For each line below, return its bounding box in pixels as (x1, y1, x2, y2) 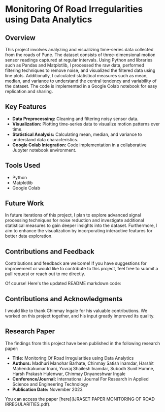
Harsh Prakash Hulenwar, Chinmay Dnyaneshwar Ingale (12, 371, 126, 377)
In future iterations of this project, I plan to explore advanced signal (5, 212, 141, 218)
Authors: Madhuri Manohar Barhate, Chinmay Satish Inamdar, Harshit (12, 360, 154, 366)
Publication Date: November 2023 (12, 386, 83, 392)
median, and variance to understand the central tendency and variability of (5, 78, 157, 84)
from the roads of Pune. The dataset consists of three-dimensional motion (5, 52, 156, 58)
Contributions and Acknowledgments (5, 294, 123, 303)
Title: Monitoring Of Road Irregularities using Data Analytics (12, 355, 134, 361)
